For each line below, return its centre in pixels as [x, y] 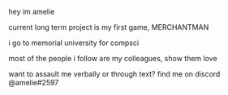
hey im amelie [32, 12]
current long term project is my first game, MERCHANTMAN [109, 27]
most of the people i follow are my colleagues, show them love [113, 58]
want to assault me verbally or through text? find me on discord [114, 74]
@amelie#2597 [34, 83]
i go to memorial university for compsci [74, 43]
